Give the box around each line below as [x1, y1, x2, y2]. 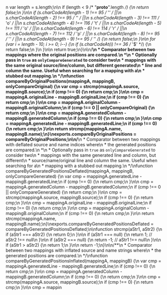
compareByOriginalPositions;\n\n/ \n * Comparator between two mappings [5, 136, 161, 142]
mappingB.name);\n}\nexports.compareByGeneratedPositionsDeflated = [5, 221, 154, 227]
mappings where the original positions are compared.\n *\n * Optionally [5, 52, 157, 58]
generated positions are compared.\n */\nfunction [5, 253, 108, 258]
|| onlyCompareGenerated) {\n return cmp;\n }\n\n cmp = [5, 189, 122, 195]
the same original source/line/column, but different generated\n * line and [5, 62, 162, 68]
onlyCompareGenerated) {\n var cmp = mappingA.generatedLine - [5, 174, 142, 179]
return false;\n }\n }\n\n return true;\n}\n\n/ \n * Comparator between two [5, 47, 156, 52]
